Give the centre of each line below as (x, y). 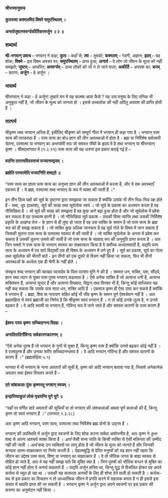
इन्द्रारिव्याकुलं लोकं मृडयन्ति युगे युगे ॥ (34, 396)
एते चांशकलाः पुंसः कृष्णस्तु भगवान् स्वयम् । (37, 385)
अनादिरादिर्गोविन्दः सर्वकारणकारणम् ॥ (34, 335)
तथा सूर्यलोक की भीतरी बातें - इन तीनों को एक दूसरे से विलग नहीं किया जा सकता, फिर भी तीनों (79, 256)
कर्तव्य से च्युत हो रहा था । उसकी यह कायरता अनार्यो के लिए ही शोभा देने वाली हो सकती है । (77, 473)
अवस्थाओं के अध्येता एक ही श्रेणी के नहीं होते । (41, 262)
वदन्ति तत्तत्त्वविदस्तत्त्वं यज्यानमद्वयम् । (34, 161)
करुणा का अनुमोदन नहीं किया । (30, 490)
